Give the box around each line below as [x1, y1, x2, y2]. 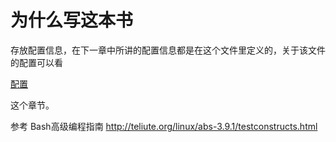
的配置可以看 [10, 56, 63, 68]
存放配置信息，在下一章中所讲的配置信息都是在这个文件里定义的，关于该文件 [10, 44, 326, 56]
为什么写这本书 [10, 9, 134, 32]
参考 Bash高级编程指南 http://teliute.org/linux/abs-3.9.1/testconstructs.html [10, 120, 318, 132]
